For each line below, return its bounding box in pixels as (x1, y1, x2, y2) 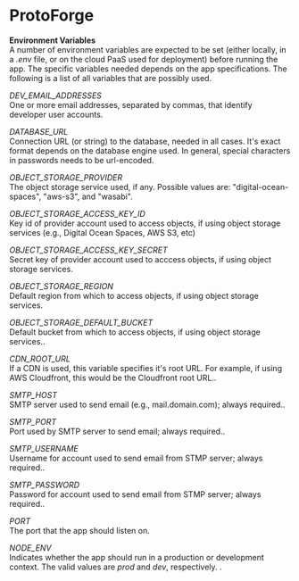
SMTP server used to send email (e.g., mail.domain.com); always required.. (9, 399, 286, 410)
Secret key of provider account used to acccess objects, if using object (9, 253, 272, 264)
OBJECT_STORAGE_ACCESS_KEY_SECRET (9, 245, 168, 255)
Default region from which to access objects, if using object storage (9, 290, 259, 301)
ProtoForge (9, 5, 95, 26)
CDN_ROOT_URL (9, 353, 71, 364)
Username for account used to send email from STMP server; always (9, 452, 263, 463)
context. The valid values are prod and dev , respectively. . (9, 561, 222, 572)
